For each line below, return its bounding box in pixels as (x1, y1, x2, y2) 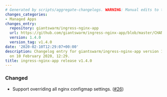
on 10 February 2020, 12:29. (9, 53, 70, 59)
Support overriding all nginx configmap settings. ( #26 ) (12, 86, 124, 92)
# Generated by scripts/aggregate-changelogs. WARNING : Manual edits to (5, 7, 159, 12)
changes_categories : (5, 12, 48, 17)
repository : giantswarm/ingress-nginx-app (9, 26, 99, 31)
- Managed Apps (5, 16, 37, 21)
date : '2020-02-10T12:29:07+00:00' (5, 44, 79, 49)
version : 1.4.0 (9, 35, 41, 40)
